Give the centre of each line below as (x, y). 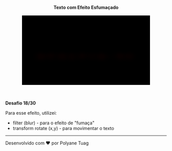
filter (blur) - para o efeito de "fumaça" (53, 123)
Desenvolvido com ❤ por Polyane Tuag (47, 143)
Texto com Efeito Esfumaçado (86, 7)
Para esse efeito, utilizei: (31, 113)
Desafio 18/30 (20, 103)
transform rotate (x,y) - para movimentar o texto (63, 128)
